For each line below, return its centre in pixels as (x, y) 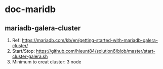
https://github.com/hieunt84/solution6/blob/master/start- (95, 51)
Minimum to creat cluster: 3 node (47, 62)
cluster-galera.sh (30, 56)
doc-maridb (30, 9)
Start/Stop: (23, 51)
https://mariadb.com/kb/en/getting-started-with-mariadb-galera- (90, 40)
